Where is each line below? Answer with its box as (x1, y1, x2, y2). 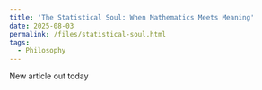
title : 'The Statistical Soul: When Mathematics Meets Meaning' (9, 12, 255, 22)
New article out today (9, 70, 89, 81)
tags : (9, 37, 30, 47)
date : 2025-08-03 (9, 21, 74, 30)
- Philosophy (17, 46, 66, 55)
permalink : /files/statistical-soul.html (9, 29, 167, 38)
